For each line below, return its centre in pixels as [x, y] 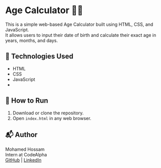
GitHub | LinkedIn [23, 160]
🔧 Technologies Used [39, 56]
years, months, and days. [32, 40]
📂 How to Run [27, 101]
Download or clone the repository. [48, 113]
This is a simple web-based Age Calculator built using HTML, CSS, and [79, 24]
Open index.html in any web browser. [52, 118]
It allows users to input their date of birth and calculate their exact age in [81, 35]
